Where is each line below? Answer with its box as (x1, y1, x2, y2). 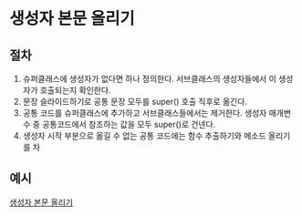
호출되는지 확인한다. (39, 85, 111, 96)
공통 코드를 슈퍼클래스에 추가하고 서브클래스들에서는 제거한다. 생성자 (22, 108, 267, 118)
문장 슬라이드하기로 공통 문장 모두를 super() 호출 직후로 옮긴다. (22, 97, 248, 107)
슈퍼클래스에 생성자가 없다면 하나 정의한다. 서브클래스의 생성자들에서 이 (22, 74, 276, 84)
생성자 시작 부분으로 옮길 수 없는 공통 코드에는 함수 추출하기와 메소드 (22, 130, 266, 141)
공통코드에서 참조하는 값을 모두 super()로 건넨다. (42, 119, 216, 129)
